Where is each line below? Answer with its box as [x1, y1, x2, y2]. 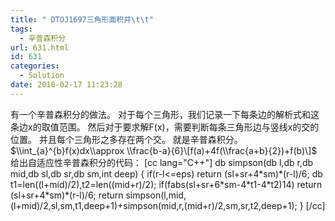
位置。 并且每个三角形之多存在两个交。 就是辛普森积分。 [10, 133, 243, 145]
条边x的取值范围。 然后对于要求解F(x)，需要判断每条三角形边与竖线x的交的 [10, 121, 320, 133]
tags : [10, 24, 33, 34]
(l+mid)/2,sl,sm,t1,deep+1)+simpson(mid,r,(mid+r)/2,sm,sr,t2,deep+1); [10, 199, 298, 211]
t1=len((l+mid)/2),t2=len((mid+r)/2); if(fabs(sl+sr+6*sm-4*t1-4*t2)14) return [10, 178, 323, 190]
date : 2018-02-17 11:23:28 [10, 80, 123, 90]
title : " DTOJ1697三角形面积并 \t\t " [10, 14, 154, 25]
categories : [10, 61, 60, 71]
